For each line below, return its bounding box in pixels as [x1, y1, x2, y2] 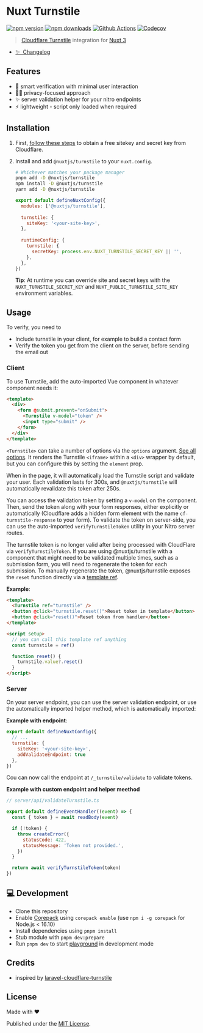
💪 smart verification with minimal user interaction [15, 83, 138, 90]
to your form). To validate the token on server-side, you [57, 516, 196, 524]
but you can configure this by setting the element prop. [6, 460, 144, 467]
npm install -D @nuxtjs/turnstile [15, 180, 103, 187]
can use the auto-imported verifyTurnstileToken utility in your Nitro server [6, 522, 195, 530]
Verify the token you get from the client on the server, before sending [15, 342, 190, 349]
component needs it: [6, 384, 59, 391]
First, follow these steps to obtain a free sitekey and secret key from [15, 139, 186, 146]
